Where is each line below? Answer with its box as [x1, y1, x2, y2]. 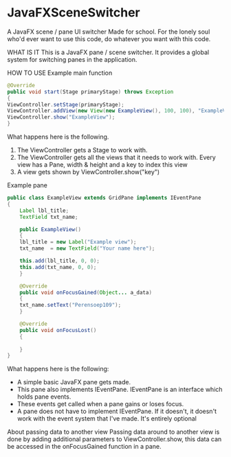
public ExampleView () [19, 226, 81, 233]
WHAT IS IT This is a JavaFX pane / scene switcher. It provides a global [7, 48, 210, 56]
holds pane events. [16, 392, 71, 401]
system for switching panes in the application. [7, 55, 137, 63]
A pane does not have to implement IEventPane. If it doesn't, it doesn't [16, 407, 217, 416]
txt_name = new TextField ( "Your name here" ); [19, 245, 155, 252]
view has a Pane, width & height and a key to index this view [16, 161, 188, 169]
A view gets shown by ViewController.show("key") [16, 168, 160, 176]
